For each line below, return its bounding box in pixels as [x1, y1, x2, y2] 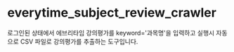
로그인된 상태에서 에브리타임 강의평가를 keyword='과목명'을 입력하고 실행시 [7, 28, 215, 37]
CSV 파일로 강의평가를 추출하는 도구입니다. [20, 37, 138, 46]
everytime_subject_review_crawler [7, 5, 216, 21]
